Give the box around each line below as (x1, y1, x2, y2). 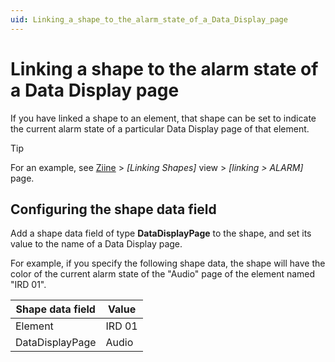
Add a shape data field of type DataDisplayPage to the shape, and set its (10, 227, 312, 240)
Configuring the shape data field (10, 201, 217, 218)
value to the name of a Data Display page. (10, 238, 183, 250)
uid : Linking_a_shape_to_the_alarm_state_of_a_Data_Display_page (10, 14, 288, 25)
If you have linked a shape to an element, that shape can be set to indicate (10, 112, 317, 124)
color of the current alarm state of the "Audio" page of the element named (10, 268, 316, 280)
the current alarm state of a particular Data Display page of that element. (10, 122, 310, 135)
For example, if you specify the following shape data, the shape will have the (10, 257, 326, 270)
